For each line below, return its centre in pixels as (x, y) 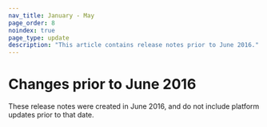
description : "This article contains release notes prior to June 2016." (134, 45)
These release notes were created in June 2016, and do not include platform (134, 106)
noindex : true (32, 30)
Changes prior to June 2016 (102, 85)
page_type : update (39, 38)
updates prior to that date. (51, 115)
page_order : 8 (32, 23)
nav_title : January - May (51, 15)
